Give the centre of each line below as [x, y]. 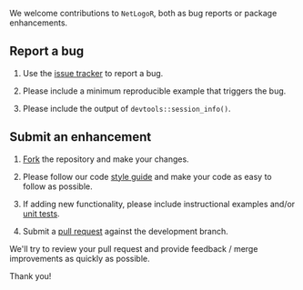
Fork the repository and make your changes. [106, 159]
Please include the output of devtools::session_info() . [126, 108]
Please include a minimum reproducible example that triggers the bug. [154, 91]
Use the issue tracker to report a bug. [93, 73]
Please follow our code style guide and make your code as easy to [147, 176]
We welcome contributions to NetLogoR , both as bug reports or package [143, 13]
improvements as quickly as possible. [80, 258]
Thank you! [30, 275]
